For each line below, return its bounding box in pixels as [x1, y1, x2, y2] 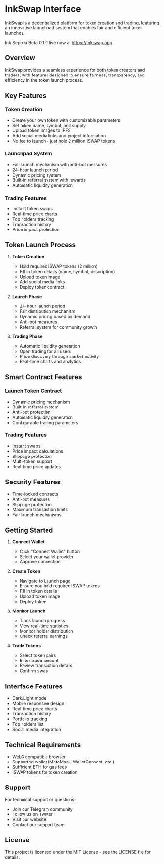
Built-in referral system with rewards [12, 177, 86, 183]
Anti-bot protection [12, 409, 51, 415]
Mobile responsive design [12, 700, 65, 707]
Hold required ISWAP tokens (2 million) [19, 263, 98, 269]
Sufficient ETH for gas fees [12, 764, 67, 770]
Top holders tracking [12, 216, 54, 222]
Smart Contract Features [5, 373, 82, 381]
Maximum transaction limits [12, 507, 68, 512]
